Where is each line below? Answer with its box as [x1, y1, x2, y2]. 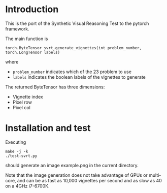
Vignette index [12, 93, 43, 100]
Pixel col [12, 104, 30, 110]
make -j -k [5, 149, 28, 154]
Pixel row [12, 99, 32, 105]
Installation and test [5, 122, 91, 134]
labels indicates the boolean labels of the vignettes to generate [12, 74, 146, 80]
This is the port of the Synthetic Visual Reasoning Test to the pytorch [5, 20, 149, 26]
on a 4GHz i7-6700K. [5, 183, 50, 189]
